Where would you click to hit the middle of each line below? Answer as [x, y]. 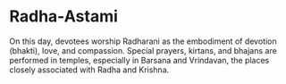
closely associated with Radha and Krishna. [89, 70]
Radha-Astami [64, 17]
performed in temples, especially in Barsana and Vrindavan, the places [139, 60]
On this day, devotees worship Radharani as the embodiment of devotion [143, 41]
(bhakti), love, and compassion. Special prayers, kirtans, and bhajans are [143, 50]
